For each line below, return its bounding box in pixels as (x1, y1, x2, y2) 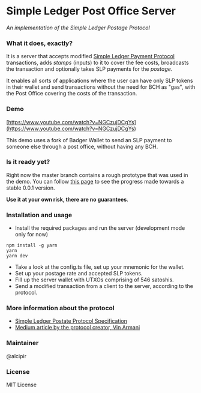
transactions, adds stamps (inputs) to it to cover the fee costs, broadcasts (6, 59, 189, 67)
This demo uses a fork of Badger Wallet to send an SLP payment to (6, 136, 172, 143)
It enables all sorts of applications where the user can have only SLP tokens (6, 77, 193, 85)
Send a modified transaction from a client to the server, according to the (14, 283, 194, 290)
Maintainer (6, 339, 39, 347)
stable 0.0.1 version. (6, 184, 55, 191)
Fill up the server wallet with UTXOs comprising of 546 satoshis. (14, 276, 174, 283)
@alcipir (6, 352, 27, 359)
